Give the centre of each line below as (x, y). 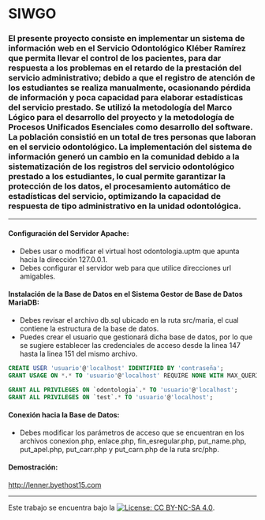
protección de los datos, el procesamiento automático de (119, 186)
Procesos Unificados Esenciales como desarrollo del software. (131, 127)
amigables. (37, 276)
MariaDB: (24, 303)
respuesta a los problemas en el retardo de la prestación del (125, 68)
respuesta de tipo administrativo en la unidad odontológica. (125, 206)
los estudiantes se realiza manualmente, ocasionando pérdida (129, 88)
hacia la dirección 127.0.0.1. (63, 259)
